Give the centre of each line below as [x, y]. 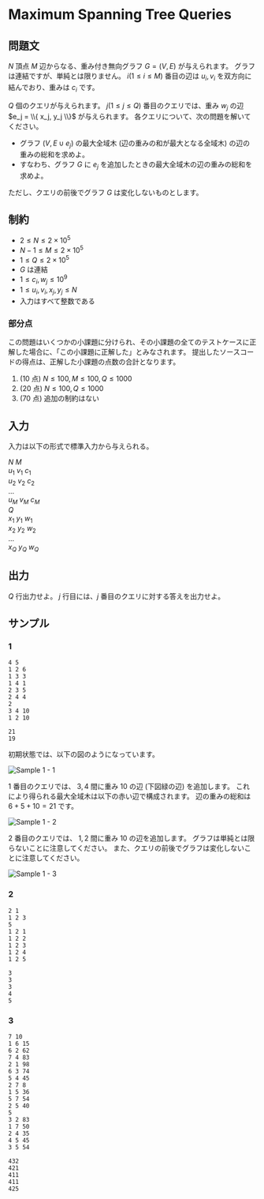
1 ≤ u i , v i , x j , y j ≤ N [48, 291]
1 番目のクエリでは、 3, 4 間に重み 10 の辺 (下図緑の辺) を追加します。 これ [129, 787]
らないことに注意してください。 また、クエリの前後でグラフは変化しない [126, 848]
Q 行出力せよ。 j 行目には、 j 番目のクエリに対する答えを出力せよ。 [117, 596]
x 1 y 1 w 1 [20, 519]
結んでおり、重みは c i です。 [54, 88]
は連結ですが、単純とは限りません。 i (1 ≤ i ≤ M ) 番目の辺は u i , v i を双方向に [130, 77]
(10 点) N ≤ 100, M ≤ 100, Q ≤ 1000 [76, 379]
